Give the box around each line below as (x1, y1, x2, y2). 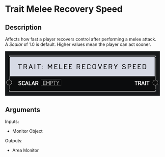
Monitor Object (12, 128, 43, 134)
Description (5, 23, 42, 32)
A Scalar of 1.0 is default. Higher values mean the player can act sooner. (5, 41, 151, 47)
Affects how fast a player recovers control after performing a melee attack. (5, 36, 156, 42)
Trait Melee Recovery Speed (5, 3, 123, 15)
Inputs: (5, 118, 19, 124)
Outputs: (5, 138, 23, 144)
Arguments (5, 105, 41, 114)
